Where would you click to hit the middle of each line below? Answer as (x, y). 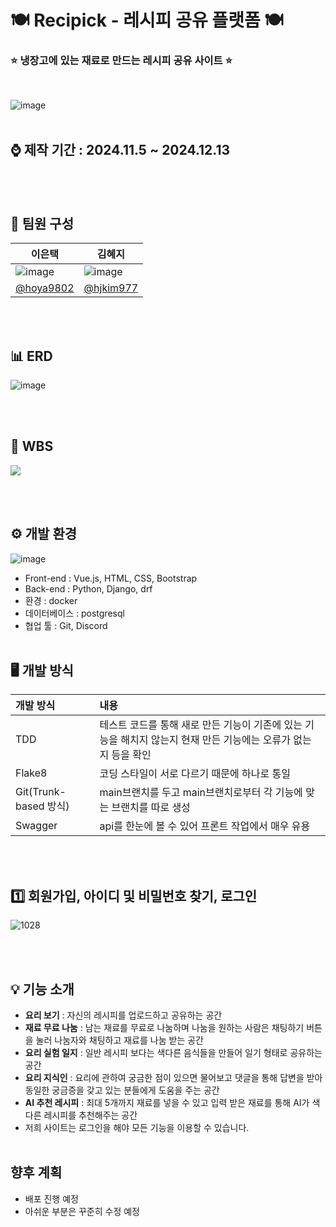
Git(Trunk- (41, 792)
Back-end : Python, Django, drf (88, 588)
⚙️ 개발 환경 (44, 534)
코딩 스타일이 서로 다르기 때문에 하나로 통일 (195, 774)
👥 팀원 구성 (42, 223)
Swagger (36, 826)
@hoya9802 (45, 288)
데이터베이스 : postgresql (74, 613)
